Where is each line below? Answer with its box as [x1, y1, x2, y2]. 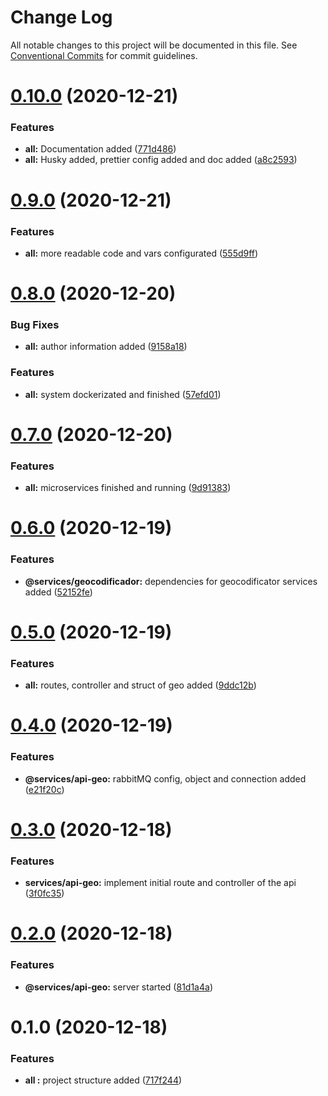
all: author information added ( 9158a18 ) [24, 341, 188, 353]
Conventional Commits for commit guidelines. [10, 49, 198, 61]
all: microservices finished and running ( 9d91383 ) [24, 482, 232, 494]
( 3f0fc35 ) [24, 887, 65, 900]
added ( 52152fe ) [24, 586, 93, 598]
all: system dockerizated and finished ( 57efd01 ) [24, 388, 222, 400]
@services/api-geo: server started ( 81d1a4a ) [24, 981, 213, 993]
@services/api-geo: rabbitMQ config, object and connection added [24, 772, 307, 785]
